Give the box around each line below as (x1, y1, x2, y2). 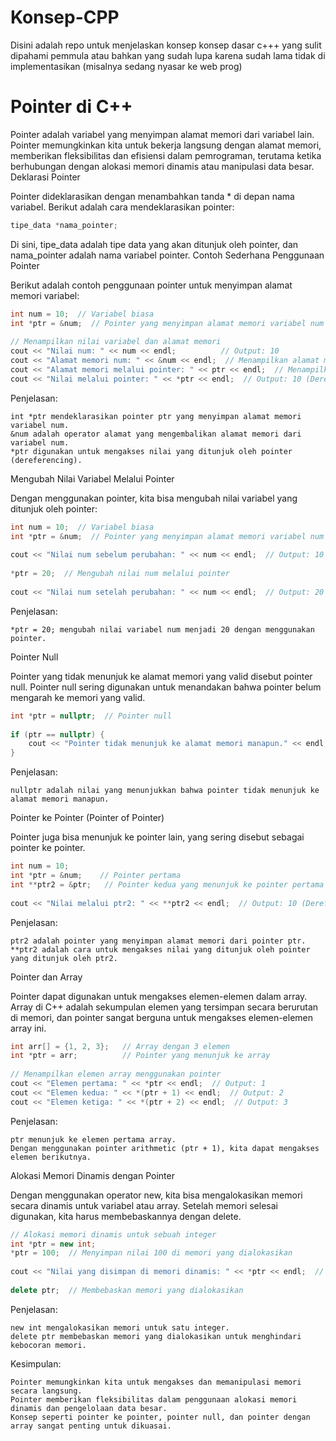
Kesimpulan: (10, 1357, 62, 1370)
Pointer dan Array (10, 971, 83, 983)
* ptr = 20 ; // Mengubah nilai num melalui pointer (10, 569, 230, 579)
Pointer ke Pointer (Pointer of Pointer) (10, 812, 165, 824)
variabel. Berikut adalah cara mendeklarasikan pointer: (10, 201, 235, 213)
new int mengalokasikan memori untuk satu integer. (10, 1322, 230, 1333)
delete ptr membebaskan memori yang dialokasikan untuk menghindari (10, 1331, 302, 1341)
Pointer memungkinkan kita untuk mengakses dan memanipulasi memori (10, 1377, 302, 1387)
